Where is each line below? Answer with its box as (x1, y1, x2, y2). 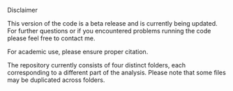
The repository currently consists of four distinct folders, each (7, 61, 186, 69)
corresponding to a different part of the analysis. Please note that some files (7, 69, 227, 76)
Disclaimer (7, 6, 38, 14)
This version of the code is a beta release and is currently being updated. (7, 19, 218, 27)
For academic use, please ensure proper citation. (7, 48, 149, 56)
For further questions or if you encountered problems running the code (7, 27, 211, 35)
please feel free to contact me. (7, 34, 96, 42)
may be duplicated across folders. (7, 76, 105, 84)
